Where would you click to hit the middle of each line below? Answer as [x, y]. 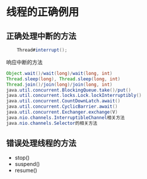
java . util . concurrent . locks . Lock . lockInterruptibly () [74, 96]
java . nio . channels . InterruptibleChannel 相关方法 [65, 117]
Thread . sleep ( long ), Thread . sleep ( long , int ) [63, 79]
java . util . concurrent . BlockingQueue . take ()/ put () [69, 90]
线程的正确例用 [43, 12]
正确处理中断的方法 [41, 36]
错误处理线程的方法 [41, 143]
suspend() [27, 164]
